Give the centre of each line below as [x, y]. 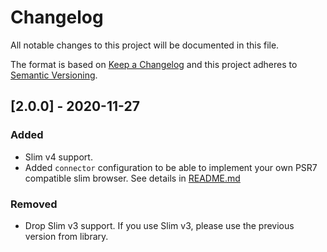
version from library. [66, 236]
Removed [34, 204]
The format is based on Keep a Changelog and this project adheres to [154, 64]
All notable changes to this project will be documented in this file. [145, 45]
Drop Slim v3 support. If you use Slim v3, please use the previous [159, 225]
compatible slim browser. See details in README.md [132, 178]
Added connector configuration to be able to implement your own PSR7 [171, 167]
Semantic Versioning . [54, 75]
